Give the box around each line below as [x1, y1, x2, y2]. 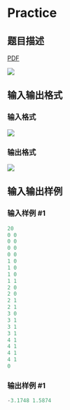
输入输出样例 [7, 186, 63, 198]
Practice [7, 5, 57, 21]
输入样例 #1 [7, 208, 45, 218]
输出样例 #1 [7, 380, 45, 390]
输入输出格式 [7, 90, 63, 102]
